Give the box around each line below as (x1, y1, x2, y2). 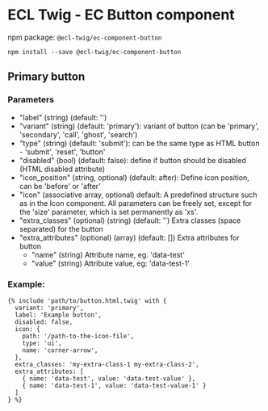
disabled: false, (15, 317, 73, 326)
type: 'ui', (22, 339, 62, 347)
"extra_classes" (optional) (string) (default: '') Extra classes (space (19, 216, 241, 225)
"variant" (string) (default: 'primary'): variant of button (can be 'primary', (19, 121, 260, 131)
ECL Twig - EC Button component (7, 6, 235, 24)
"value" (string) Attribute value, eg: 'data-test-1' (31, 258, 191, 268)
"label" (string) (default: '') (19, 112, 107, 122)
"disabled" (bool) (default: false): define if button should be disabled (19, 155, 247, 165)
